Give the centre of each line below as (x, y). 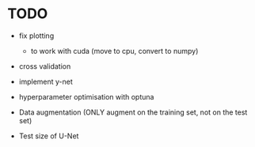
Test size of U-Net (49, 136)
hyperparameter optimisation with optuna (86, 96)
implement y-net (46, 81)
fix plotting (36, 36)
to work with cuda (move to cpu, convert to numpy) (114, 51)
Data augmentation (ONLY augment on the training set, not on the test (133, 112)
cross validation (45, 66)
